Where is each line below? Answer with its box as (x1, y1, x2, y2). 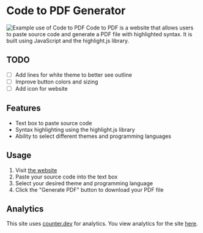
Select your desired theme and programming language (15, 179, 153, 187)
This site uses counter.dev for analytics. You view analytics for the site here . (6, 220, 198, 227)
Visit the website (15, 166, 57, 174)
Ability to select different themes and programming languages (15, 132, 172, 140)
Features (6, 103, 41, 113)
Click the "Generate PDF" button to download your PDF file (15, 186, 164, 193)
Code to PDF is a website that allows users (86, 24, 194, 31)
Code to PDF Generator (6, 4, 126, 18)
